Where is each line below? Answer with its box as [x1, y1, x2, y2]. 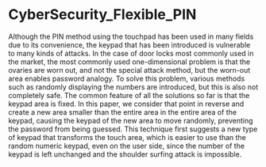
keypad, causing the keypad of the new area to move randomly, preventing [8, 116, 253, 125]
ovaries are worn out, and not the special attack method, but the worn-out [8, 65, 251, 74]
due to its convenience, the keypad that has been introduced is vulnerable [8, 40, 251, 49]
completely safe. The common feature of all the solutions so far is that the [8, 90, 250, 100]
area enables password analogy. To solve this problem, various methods [8, 74, 245, 83]
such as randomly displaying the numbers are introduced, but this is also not [8, 82, 259, 92]
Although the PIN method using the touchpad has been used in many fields [8, 32, 254, 41]
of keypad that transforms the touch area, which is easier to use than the [8, 132, 246, 142]
